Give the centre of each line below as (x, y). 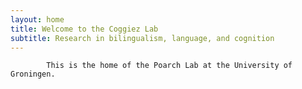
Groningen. (33, 74)
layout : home (37, 19)
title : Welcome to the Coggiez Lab (84, 29)
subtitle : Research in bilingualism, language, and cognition (142, 38)
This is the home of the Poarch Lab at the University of (169, 66)
